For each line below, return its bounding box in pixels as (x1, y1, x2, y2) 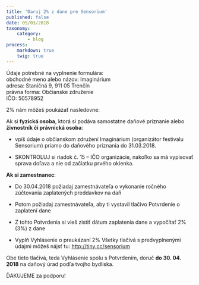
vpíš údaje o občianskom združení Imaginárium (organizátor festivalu (14, 135, 184, 143)
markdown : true (17, 48, 55, 54)
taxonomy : (6, 25, 31, 32)
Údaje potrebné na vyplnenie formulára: (6, 69, 104, 76)
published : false (6, 14, 49, 20)
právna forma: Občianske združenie (6, 88, 94, 95)
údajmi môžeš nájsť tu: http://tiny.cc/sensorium (14, 242, 131, 250)
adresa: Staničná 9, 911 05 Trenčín (6, 82, 90, 89)
